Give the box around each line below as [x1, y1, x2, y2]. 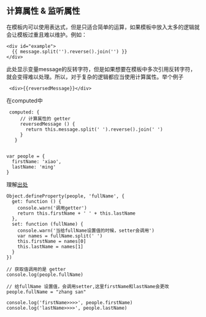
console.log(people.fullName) [6, 272, 84, 278]
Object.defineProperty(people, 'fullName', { [6, 193, 124, 199]
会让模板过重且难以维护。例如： [6, 31, 87, 38]
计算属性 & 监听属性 [6, 6, 81, 17]
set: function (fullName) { [12, 221, 84, 227]
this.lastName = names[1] [17, 243, 84, 250]
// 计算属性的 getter [20, 115, 71, 121]
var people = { [6, 153, 45, 159]
